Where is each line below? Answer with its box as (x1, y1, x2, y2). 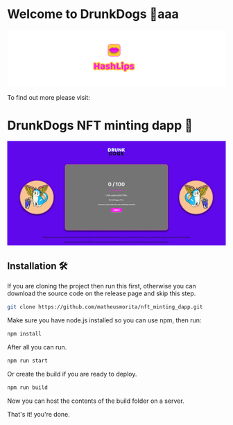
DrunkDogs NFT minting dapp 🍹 (7, 118, 193, 134)
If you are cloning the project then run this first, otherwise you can (7, 282, 196, 290)
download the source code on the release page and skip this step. (7, 289, 196, 297)
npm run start (7, 357, 49, 365)
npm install (7, 331, 42, 338)
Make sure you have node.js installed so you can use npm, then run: (7, 316, 202, 324)
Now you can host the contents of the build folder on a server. (7, 397, 185, 405)
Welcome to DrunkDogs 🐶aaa (7, 6, 179, 22)
